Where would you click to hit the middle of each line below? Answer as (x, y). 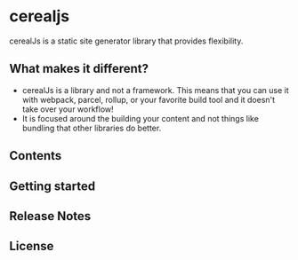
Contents (36, 156)
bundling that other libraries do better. (92, 128)
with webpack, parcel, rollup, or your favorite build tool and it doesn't (149, 99)
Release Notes (50, 216)
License (32, 246)
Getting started (52, 186)
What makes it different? (79, 69)
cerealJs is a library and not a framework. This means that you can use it (155, 90)
